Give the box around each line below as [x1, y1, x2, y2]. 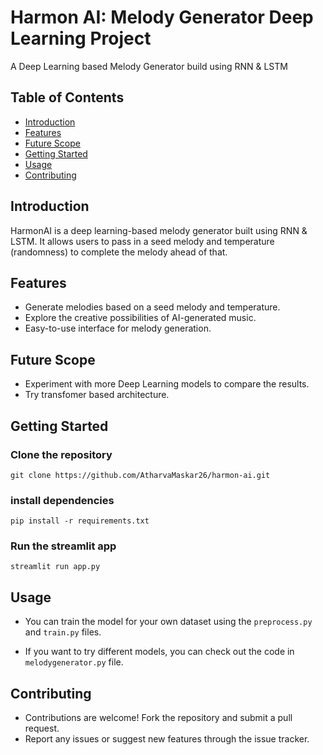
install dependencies [10, 493, 115, 507]
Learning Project [10, 27, 152, 50]
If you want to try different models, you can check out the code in [24, 646, 295, 658]
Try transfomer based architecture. [24, 389, 170, 401]
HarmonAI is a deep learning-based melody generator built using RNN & [10, 224, 308, 236]
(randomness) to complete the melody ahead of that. [10, 246, 228, 258]
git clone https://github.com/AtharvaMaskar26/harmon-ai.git [10, 470, 271, 480]
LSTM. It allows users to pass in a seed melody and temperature [10, 235, 275, 247]
